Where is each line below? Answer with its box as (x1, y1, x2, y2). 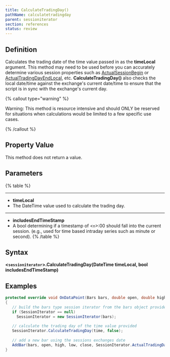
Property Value (5, 141, 54, 150)
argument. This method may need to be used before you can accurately (5, 64, 155, 70)
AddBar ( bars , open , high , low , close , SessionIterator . (12, 342, 133, 347)
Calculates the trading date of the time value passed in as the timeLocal (5, 58, 156, 65)
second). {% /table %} (12, 233, 60, 240)
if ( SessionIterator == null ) (12, 309, 76, 314)
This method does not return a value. (5, 154, 82, 160)
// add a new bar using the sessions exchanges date (12, 338, 125, 343)
